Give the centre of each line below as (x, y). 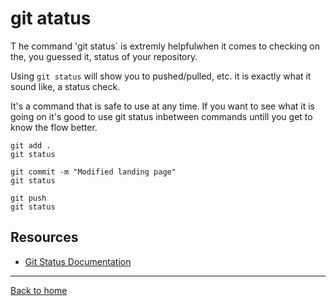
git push (28, 198)
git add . (31, 145)
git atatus (51, 18)
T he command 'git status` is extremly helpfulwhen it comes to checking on (165, 46)
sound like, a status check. (65, 86)
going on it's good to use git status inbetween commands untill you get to (161, 116)
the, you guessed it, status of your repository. (104, 56)
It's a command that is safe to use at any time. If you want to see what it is (162, 106)
